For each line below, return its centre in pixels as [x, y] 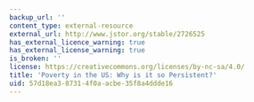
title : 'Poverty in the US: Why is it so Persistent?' [113, 75]
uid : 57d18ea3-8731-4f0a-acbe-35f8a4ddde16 [91, 83]
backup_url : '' [37, 17]
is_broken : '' [36, 59]
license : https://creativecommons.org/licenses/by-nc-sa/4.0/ [127, 67]
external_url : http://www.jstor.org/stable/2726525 [107, 34]
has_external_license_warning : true [77, 51]
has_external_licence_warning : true [77, 42]
